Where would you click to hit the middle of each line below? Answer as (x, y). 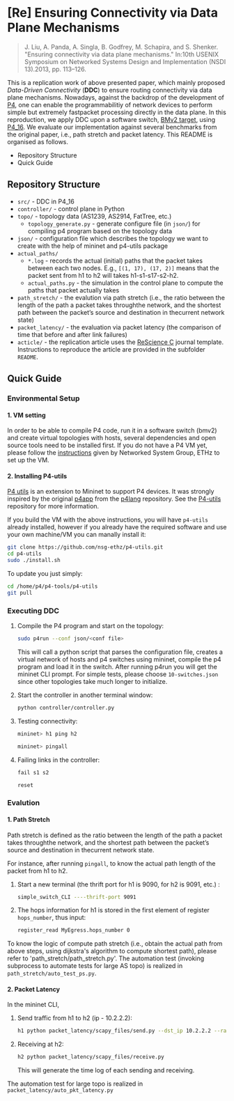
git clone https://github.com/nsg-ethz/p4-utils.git (85, 547)
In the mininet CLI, (33, 1005)
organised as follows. (38, 141)
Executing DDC (33, 611)
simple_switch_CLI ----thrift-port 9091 (77, 897)
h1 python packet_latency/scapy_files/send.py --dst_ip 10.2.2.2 (114, 1031)
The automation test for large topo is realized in (75, 1084)
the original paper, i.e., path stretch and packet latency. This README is (110, 134)
